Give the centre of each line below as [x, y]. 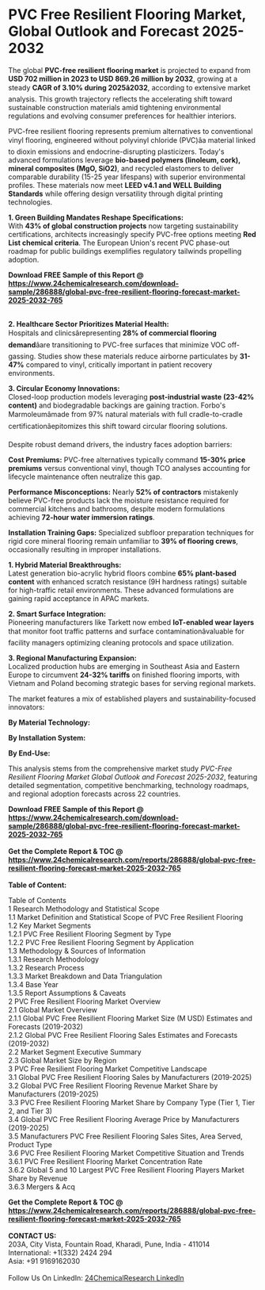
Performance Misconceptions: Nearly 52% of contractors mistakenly [123, 492]
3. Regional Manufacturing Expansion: [72, 658]
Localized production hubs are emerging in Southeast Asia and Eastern [124, 666]
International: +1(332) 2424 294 [60, 1252]
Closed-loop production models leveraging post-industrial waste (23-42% [131, 396]
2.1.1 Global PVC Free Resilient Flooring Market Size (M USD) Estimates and [131, 1018]
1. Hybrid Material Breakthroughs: [65, 565]
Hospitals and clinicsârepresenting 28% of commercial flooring [113, 333]
